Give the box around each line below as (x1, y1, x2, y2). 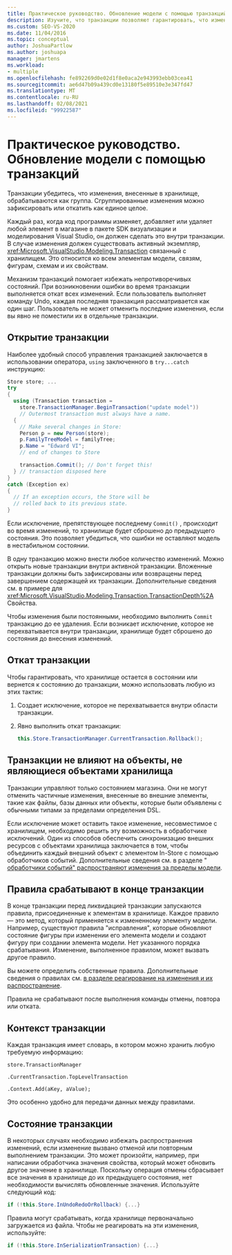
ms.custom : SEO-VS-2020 (7, 23, 76, 30)
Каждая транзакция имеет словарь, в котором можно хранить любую (7, 1041, 215, 1049)
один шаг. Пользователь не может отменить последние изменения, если (7, 304, 224, 313)
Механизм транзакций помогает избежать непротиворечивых (7, 274, 192, 283)
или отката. (7, 1002, 41, 1010)
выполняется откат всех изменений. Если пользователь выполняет (7, 289, 206, 298)
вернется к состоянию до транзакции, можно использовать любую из (7, 680, 215, 688)
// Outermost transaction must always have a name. (19, 410, 171, 417)
